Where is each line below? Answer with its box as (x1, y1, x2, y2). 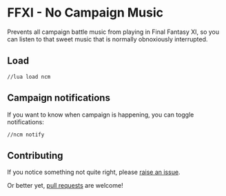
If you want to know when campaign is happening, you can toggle (7, 110, 194, 119)
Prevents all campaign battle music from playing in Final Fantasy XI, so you (7, 28, 219, 36)
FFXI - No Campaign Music (7, 5, 164, 21)
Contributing (7, 150, 63, 161)
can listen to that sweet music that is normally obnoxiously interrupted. (7, 35, 208, 43)
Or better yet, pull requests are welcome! (7, 182, 123, 190)
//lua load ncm (7, 73, 51, 80)
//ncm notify (7, 131, 45, 138)
